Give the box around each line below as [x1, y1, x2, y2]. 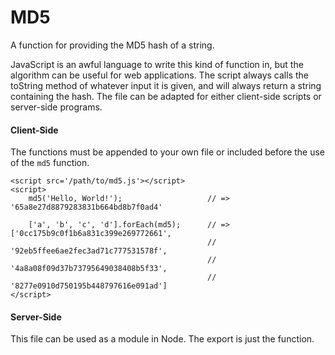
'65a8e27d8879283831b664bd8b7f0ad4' [10, 202, 163, 213]
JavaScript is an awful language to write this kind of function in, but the [10, 58, 304, 70]
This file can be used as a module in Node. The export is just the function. [10, 333, 315, 345]
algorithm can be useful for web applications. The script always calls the [10, 69, 309, 81]
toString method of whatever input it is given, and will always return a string [10, 79, 322, 91]
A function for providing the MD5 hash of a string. [10, 39, 215, 51]
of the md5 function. [10, 157, 90, 169]
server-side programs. [10, 101, 103, 113]
